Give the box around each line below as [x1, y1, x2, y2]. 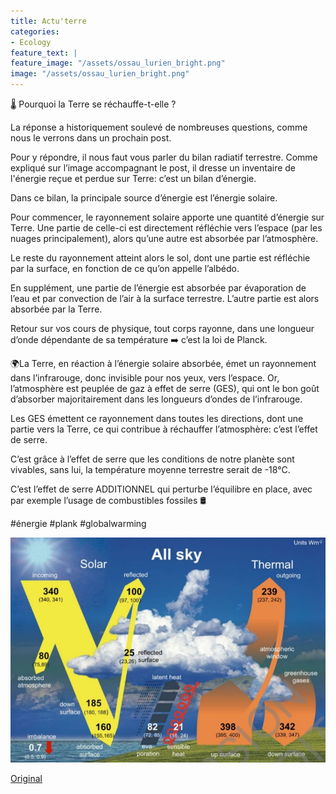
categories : [10, 26, 60, 37]
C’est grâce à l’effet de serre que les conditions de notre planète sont [10, 453, 295, 465]
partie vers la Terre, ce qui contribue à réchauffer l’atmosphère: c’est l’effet [10, 423, 318, 435]
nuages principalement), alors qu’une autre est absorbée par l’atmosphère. [10, 233, 319, 244]
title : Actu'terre [10, 16, 87, 26]
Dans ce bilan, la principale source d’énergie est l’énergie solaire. [10, 192, 278, 204]
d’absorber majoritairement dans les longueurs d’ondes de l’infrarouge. [10, 393, 303, 405]
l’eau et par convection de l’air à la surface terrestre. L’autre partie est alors [10, 293, 320, 304]
